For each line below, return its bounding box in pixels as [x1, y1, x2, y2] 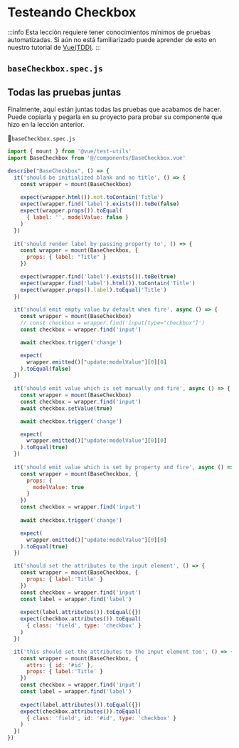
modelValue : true [33, 483, 84, 491]
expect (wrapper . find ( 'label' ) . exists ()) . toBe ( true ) [20, 273, 176, 280]
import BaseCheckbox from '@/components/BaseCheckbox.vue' [7, 155, 186, 162]
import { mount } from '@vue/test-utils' [7, 148, 132, 155]
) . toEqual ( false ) [20, 365, 72, 372]
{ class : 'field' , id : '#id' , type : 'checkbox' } [26, 714, 176, 722]
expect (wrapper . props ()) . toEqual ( [20, 208, 122, 215]
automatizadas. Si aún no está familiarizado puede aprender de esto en [7, 35, 217, 43]
